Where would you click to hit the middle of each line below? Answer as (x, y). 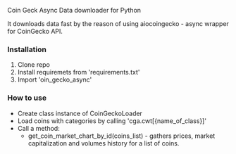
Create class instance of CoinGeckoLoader (80, 113)
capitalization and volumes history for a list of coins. (104, 143)
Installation (27, 49)
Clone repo (34, 65)
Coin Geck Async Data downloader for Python (74, 10)
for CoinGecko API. (35, 31)
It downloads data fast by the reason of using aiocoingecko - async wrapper (118, 24)
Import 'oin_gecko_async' (55, 79)
